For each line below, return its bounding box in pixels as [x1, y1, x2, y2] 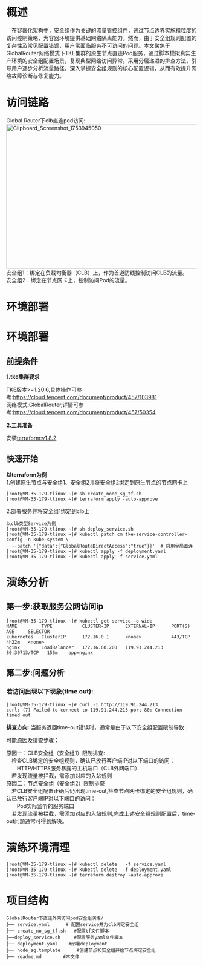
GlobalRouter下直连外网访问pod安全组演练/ [6, 915, 104, 921]
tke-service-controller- [124, 531, 188, 537]
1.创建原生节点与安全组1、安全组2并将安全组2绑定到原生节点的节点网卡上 [6, 478, 188, 486]
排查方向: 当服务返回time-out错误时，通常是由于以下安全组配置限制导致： [6, 723, 190, 730]
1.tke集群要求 [6, 373, 40, 380]
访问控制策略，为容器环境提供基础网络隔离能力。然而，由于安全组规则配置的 [6, 34, 197, 41]
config [6, 537, 23, 543]
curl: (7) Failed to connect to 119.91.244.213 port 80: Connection [6, 707, 182, 713]
